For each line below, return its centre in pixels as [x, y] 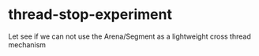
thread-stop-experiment [90, 15]
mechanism [27, 44]
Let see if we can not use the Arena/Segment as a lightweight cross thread [129, 36]
